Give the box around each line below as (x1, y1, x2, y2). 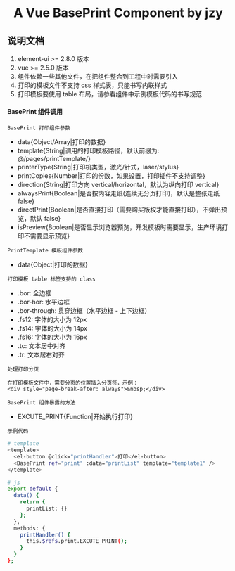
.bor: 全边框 (17, 289, 52, 297)
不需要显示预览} (23, 232, 70, 240)
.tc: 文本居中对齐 (17, 342, 66, 350)
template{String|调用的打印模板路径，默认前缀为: (17, 146, 160, 155)
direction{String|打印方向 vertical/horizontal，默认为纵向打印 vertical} (17, 181, 220, 189)
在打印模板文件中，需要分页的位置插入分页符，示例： (7, 380, 139, 387)
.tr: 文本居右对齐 (17, 350, 65, 359)
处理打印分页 (7, 366, 39, 373)
